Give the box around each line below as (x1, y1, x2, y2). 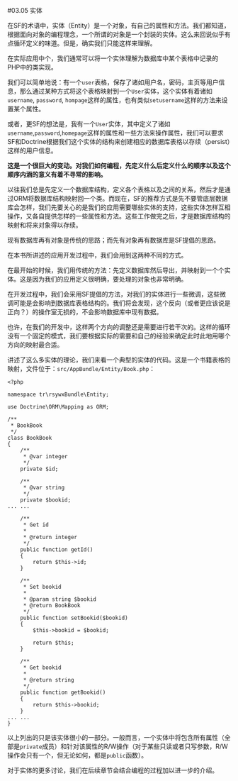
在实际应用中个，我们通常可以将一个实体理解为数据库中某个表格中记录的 (7, 54, 218, 62)
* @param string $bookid (23, 596, 97, 603)
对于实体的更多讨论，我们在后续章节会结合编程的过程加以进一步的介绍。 (7, 766, 218, 775)
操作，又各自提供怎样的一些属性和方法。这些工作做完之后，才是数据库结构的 (7, 212, 231, 220)
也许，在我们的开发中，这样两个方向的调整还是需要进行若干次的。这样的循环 (7, 323, 231, 331)
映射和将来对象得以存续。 (7, 221, 82, 229)
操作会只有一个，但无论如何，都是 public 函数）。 (7, 751, 147, 759)
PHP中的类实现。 (7, 63, 58, 71)
